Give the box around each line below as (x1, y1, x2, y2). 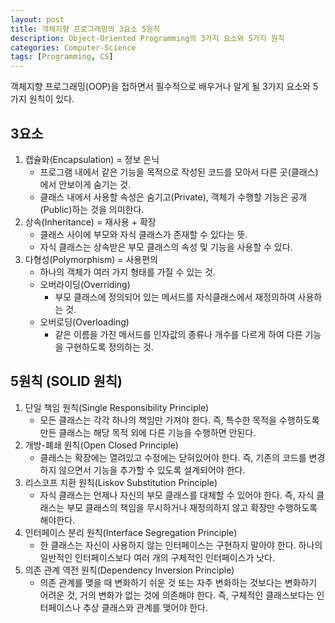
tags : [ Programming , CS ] (10, 52, 114, 62)
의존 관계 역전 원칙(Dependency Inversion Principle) (24, 564, 235, 576)
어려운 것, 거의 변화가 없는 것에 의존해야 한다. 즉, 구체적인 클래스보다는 (39, 589, 315, 601)
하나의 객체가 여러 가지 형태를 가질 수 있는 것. (39, 266, 216, 278)
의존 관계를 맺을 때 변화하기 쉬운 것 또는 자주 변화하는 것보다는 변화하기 (39, 576, 318, 588)
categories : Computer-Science (10, 42, 137, 53)
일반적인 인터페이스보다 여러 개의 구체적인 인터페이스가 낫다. (39, 551, 276, 563)
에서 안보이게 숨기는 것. (39, 178, 132, 190)
